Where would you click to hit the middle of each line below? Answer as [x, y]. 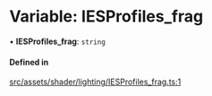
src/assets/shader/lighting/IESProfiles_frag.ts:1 [95, 82]
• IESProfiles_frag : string [57, 41]
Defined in [29, 62]
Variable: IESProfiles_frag [106, 17]
